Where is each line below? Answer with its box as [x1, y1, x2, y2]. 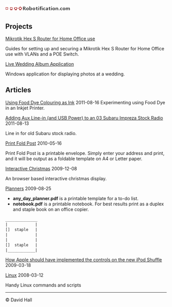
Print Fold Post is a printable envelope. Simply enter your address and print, [5, 150, 165, 156]
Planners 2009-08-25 [5, 185, 52, 191]
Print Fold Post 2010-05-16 [5, 140, 62, 146]
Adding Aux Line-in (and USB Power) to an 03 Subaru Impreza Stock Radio [5, 114, 163, 121]
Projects [5, 22, 33, 31]
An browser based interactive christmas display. [5, 175, 107, 181]
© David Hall [5, 297, 32, 303]
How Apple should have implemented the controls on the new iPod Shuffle [5, 256, 162, 263]
